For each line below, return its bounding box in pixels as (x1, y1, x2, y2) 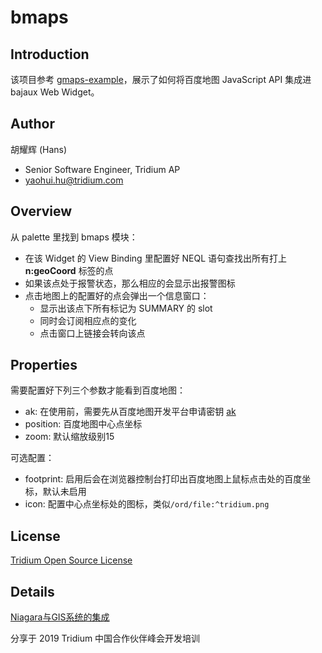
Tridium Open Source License (10, 554, 133, 566)
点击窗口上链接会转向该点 (39, 327, 146, 339)
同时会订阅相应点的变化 (39, 314, 137, 326)
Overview (10, 203, 73, 220)
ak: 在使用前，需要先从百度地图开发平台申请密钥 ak (24, 406, 237, 418)
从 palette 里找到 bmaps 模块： (10, 231, 138, 243)
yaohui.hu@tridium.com (24, 174, 124, 186)
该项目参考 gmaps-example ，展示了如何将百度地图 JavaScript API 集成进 (10, 74, 312, 85)
